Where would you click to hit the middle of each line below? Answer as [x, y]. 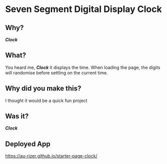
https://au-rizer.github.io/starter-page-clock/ [51, 156]
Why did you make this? [43, 88]
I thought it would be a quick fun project [46, 100]
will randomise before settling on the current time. [57, 72]
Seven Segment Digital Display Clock [83, 9]
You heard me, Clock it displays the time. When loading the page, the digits [83, 67]
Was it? [17, 116]
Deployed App [28, 144]
